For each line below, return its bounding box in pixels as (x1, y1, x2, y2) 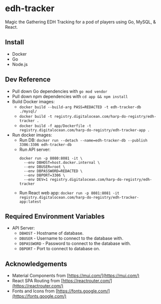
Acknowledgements (5, 260, 67, 268)
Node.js (12, 61, 28, 67)
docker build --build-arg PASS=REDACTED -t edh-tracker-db (19, 105, 142, 110)
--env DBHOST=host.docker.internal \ (23, 160, 100, 165)
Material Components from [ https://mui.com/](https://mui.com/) (12, 272, 140, 279)
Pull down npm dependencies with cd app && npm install (12, 93, 128, 99)
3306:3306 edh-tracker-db (19, 142, 72, 147)
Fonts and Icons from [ (12, 288, 58, 294)
